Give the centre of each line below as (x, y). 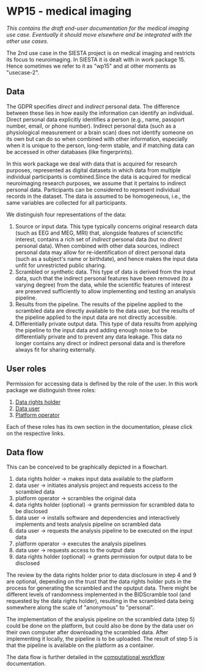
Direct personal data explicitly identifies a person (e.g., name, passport (96, 119)
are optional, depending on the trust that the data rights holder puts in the (99, 582)
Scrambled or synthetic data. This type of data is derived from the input (105, 272)
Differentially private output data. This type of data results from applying (106, 323)
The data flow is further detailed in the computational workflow (86, 657)
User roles (27, 369)
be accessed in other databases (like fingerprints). (70, 152)
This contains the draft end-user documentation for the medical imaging (98, 28)
